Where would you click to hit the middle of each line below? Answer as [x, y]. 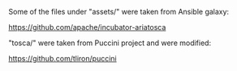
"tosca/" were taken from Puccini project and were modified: [110, 43]
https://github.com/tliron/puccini [62, 58]
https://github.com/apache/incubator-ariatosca [87, 27]
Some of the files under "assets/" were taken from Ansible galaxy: [119, 12]
